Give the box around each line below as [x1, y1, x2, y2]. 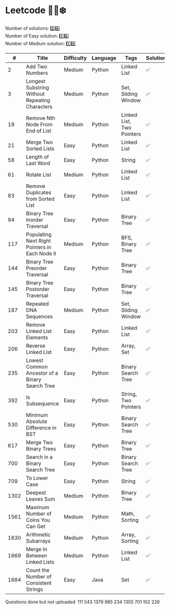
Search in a [26, 453, 53, 460]
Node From [26, 121, 53, 128]
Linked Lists [26, 558, 55, 565]
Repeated [26, 300, 49, 307]
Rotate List [26, 171, 52, 178]
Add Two [26, 63, 48, 70]
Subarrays [26, 537, 51, 544]
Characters [26, 103, 53, 110]
